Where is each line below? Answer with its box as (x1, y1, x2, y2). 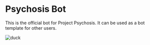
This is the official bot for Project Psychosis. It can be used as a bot (5, 20, 145, 26)
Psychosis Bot (5, 3, 66, 15)
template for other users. (5, 25, 57, 31)
